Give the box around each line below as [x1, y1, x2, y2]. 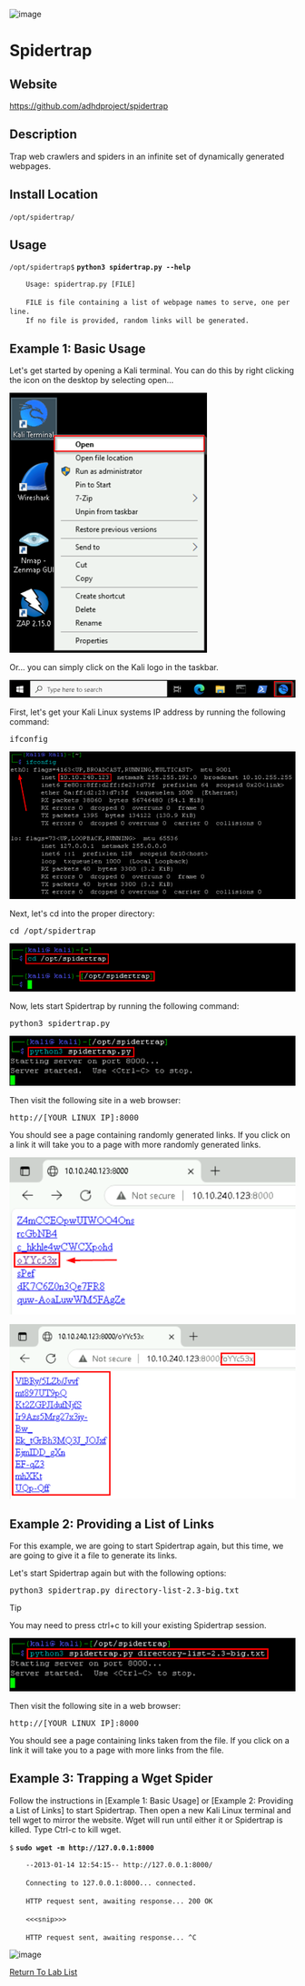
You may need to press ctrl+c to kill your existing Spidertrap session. [9, 1620, 267, 1631]
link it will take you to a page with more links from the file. [9, 1744, 224, 1755]
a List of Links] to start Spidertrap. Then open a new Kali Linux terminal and [9, 1804, 292, 1815]
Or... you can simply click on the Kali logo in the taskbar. [9, 662, 220, 673]
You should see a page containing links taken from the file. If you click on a [9, 1734, 290, 1745]
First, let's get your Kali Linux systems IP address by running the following [9, 706, 286, 717]
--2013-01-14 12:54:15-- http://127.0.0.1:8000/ [25, 1860, 213, 1870]
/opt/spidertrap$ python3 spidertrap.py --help [9, 263, 191, 272]
